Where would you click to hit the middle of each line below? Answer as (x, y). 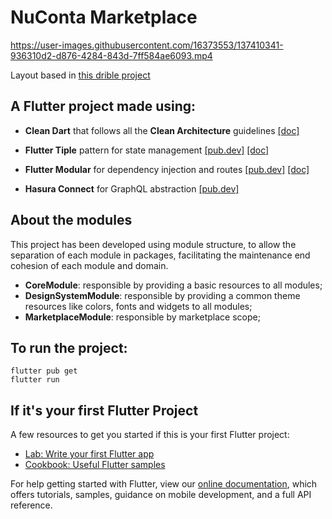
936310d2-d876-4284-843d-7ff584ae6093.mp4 (111, 55)
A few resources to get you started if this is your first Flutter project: (150, 435)
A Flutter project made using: (103, 106)
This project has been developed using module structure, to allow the (153, 244)
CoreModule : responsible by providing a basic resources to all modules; (173, 285)
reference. (31, 505)
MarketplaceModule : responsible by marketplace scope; (142, 317)
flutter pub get (44, 371)
